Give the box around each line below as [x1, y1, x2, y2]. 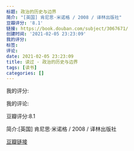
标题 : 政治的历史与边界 [6, 8, 57, 15]
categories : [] [6, 70, 44, 76]
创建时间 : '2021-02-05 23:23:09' [6, 31, 87, 37]
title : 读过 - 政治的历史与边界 [6, 59, 78, 65]
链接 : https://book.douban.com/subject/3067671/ [6, 25, 129, 32]
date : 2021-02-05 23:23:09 [6, 53, 74, 59]
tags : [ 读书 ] [6, 64, 37, 71]
